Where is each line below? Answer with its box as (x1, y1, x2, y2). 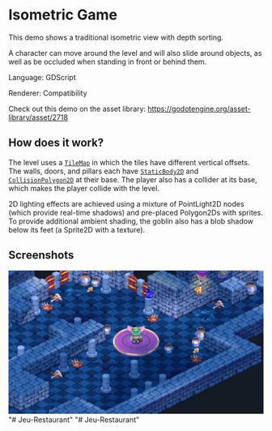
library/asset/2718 (8, 112, 69, 122)
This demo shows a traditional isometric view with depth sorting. (8, 32, 224, 42)
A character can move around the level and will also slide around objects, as (8, 48, 262, 58)
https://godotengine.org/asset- (147, 104, 251, 113)
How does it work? (8, 136, 104, 150)
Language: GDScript (8, 72, 76, 82)
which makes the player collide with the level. (8, 183, 160, 193)
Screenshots (8, 249, 74, 262)
